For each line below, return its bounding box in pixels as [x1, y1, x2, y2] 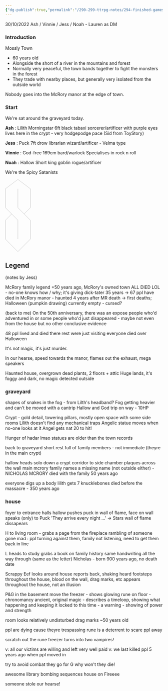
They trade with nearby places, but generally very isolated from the [12, 76, 151, 82]
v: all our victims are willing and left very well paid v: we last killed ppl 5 [5, 646, 152, 652]
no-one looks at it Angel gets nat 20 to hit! [5, 425, 92, 431]
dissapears [5, 520, 28, 526]
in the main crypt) [5, 450, 41, 456]
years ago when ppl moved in [5, 651, 66, 657]
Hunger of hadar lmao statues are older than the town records [5, 435, 133, 441]
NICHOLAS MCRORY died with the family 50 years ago [5, 470, 118, 476]
